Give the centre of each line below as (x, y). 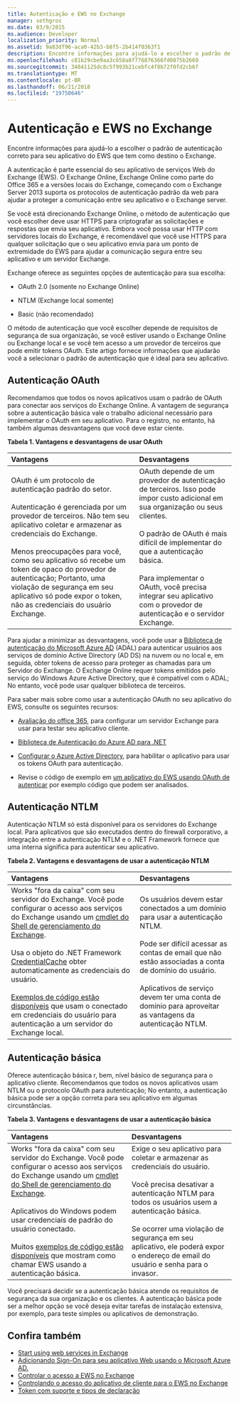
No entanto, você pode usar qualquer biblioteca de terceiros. (97, 685)
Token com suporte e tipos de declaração (79, 1391)
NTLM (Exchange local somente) (65, 300)
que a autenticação (171, 551)
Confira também (44, 1335)
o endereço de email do (171, 1255)
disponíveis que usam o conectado (69, 1006)
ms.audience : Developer (43, 34)
